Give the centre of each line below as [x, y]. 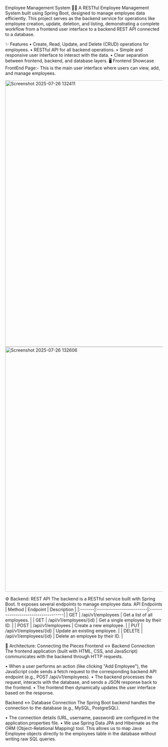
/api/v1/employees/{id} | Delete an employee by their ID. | [64, 636]
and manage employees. [30, 73]
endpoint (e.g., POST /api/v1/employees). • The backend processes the [79, 677]
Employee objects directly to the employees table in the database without [81, 733]
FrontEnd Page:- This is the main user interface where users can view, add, [82, 68]
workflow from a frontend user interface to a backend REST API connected [82, 29]
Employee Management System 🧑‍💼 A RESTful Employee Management [77, 8]
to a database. [20, 34]
